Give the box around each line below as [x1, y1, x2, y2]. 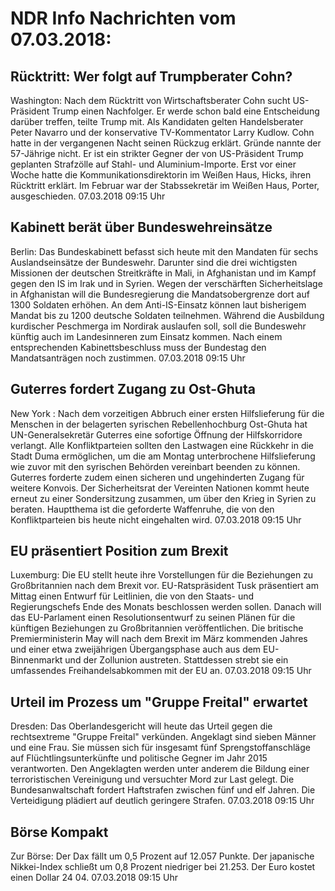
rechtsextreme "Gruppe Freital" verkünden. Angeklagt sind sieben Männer [10, 731, 317, 743]
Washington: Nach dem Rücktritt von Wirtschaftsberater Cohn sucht [10, 95, 291, 106]
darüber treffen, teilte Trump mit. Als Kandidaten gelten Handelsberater [10, 116, 304, 127]
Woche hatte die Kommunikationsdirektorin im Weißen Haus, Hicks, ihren [10, 169, 312, 181]
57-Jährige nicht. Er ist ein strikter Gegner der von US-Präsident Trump [10, 148, 304, 159]
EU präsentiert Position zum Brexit [10, 543, 229, 560]
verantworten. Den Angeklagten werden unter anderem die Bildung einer [10, 763, 310, 775]
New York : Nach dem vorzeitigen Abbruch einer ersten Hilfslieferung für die [10, 407, 325, 419]
